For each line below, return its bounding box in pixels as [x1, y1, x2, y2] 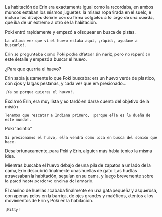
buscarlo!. [5, 43, 27, 48]
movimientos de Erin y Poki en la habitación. [5, 198, 94, 203]
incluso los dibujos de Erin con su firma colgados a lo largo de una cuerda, [5, 15, 154, 20]
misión [5, 104, 18, 109]
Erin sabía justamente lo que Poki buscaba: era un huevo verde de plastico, [5, 75, 155, 81]
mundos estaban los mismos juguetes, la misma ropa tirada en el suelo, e [5, 9, 152, 15]
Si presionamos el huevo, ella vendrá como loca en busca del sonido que [5, 135, 158, 140]
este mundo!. [5, 117, 32, 122]
